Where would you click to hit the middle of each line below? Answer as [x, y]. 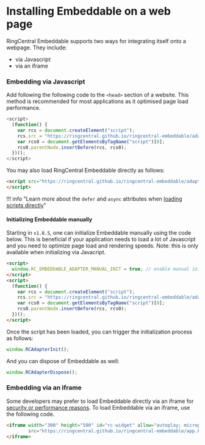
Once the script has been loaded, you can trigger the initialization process [99, 332]
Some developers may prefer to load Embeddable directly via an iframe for [100, 401]
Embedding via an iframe [44, 388]
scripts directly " [27, 205]
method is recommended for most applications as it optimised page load [97, 101]
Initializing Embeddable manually [49, 219]
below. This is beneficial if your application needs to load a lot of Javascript [101, 240]
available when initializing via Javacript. [56, 252]
